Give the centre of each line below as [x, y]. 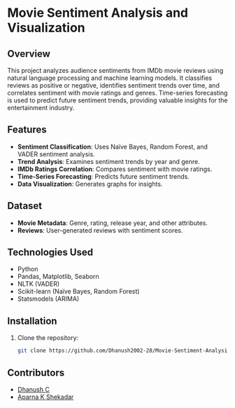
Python [28, 269]
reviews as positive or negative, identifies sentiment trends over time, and [114, 85]
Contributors [36, 373]
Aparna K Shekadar [45, 397]
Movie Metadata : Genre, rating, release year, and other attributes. [113, 223]
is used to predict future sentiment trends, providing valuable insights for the [118, 100]
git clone [32, 351]
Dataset [25, 206]
